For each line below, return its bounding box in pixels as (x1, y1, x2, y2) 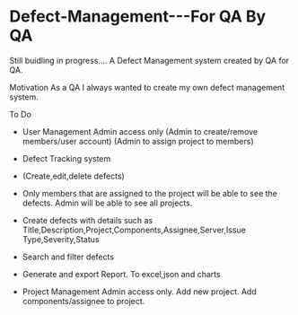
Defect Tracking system (22, 153, 111, 163)
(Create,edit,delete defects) (22, 171, 126, 181)
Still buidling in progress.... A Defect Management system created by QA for (9, 55, 290, 66)
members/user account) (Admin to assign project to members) (22, 136, 254, 146)
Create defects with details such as (22, 214, 153, 225)
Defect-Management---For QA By (9, 6, 267, 27)
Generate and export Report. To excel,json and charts (22, 268, 222, 279)
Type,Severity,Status (22, 233, 100, 244)
